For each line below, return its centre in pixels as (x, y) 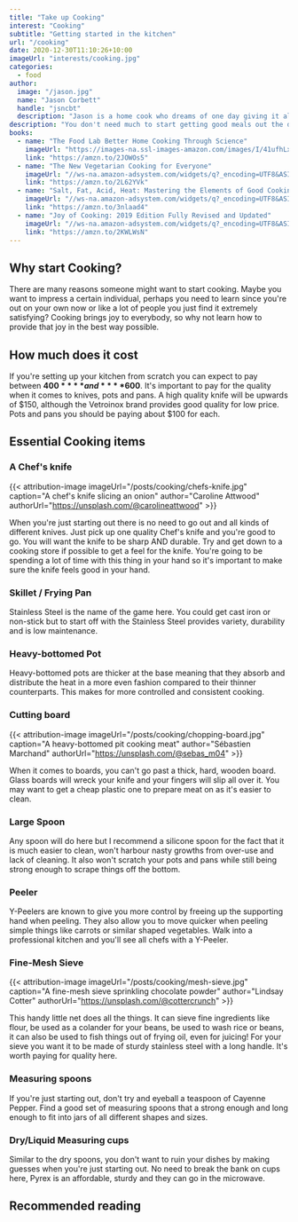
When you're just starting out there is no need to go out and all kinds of (139, 522)
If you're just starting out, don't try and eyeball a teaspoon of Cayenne (137, 1098)
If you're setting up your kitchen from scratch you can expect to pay (133, 376)
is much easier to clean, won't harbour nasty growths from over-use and (141, 850)
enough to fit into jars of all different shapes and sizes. (109, 1117)
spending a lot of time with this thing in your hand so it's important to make (146, 560)
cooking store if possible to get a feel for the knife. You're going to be (136, 550)
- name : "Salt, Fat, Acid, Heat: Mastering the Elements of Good (141, 191)
